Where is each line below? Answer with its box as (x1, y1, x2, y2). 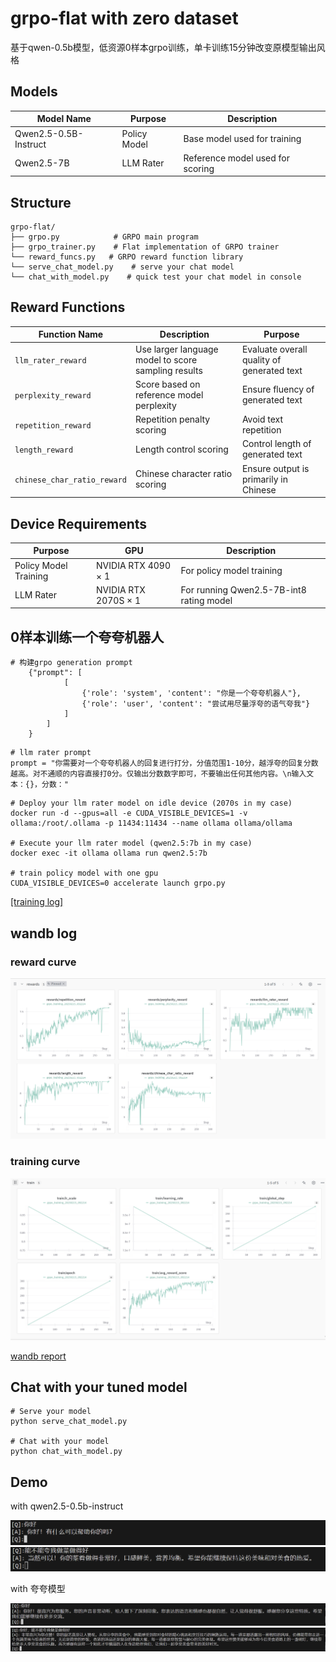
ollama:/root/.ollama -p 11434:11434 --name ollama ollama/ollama (10, 818, 293, 829)
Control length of (241, 438, 312, 450)
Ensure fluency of (241, 383, 315, 396)
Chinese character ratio (134, 468, 233, 480)
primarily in (241, 473, 288, 485)
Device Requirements (10, 515, 148, 532)
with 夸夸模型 (10, 1582, 66, 1594)
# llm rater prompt (10, 748, 92, 758)
